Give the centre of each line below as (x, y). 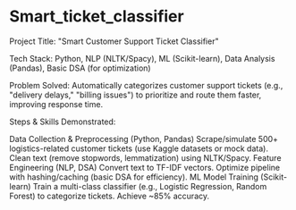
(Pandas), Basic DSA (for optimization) (80, 68)
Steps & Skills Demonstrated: (63, 122)
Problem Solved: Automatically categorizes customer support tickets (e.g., (146, 85)
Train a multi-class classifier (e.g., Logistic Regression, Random (150, 186)
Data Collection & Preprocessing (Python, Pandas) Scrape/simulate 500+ (144, 139)
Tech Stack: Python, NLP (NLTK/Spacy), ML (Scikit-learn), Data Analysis (142, 58)
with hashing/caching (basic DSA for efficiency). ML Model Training (134, 177)
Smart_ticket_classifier (97, 17)
